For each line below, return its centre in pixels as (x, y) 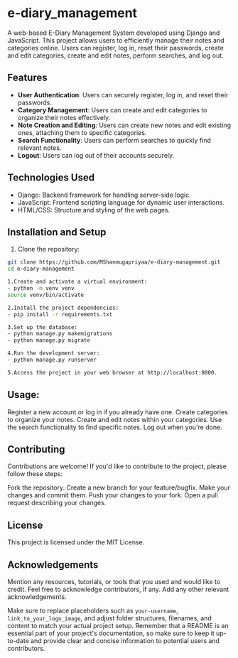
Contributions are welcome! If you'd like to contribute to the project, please (117, 466)
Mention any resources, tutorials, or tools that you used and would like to (114, 582)
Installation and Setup (57, 232)
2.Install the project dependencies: (63, 308)
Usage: (24, 395)
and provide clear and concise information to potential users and (125, 641)
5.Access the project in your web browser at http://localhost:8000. (113, 372)
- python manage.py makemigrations (60, 334)
